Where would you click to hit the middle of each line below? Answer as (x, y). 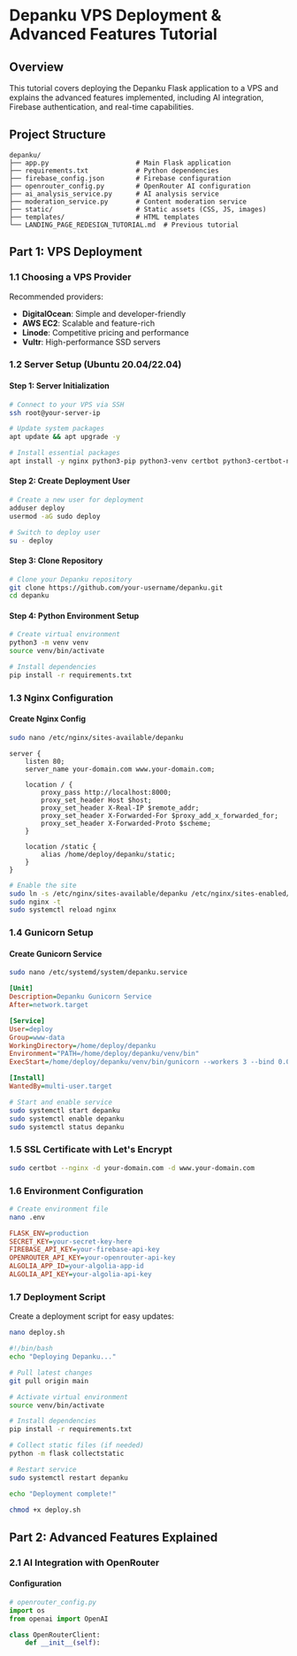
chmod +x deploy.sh (45, 1510)
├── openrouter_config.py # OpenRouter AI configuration (130, 186)
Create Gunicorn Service (56, 953)
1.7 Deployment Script (57, 1297)
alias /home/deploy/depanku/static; (108, 854)
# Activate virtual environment (69, 1397)
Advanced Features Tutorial (114, 34)
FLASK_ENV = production (49, 1233)
